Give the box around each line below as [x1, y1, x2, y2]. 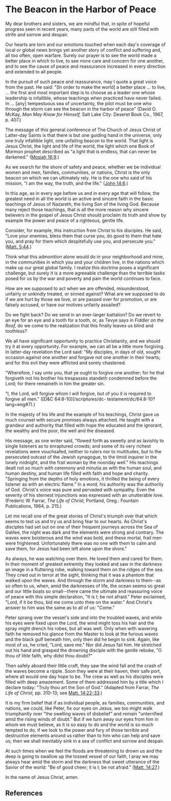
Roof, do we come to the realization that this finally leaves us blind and [5, 322, 154, 329]
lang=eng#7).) [5, 401, 36, 407]
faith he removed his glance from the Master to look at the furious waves [5, 631, 158, 637]
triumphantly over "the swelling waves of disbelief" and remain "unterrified [5, 710, 163, 716]
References [5, 789, 43, 798]
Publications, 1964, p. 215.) [5, 503, 62, 509]
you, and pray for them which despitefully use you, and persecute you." [5, 238, 156, 244]
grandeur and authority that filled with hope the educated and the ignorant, [5, 422, 163, 428]
